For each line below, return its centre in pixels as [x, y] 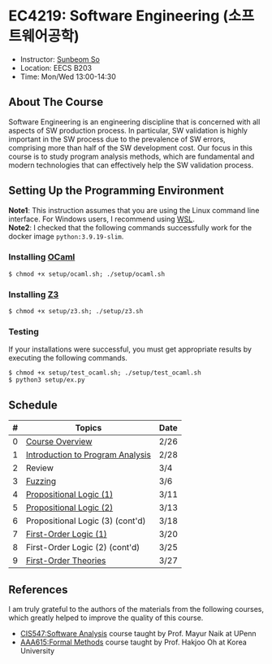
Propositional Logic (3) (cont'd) [86, 521]
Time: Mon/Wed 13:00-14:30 [68, 76]
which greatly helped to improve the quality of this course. [106, 618]
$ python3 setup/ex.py [47, 380]
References [38, 590]
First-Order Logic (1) [66, 535]
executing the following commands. [68, 358]
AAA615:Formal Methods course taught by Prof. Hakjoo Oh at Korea [134, 642]
